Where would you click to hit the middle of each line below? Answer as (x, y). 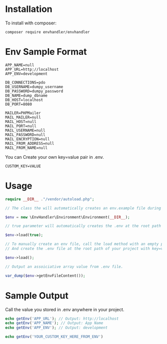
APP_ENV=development (27, 74)
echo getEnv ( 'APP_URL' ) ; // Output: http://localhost (62, 319)
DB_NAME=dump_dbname (27, 96)
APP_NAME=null (20, 65)
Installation (29, 9)
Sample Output (37, 295)
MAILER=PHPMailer (23, 113)
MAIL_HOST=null (21, 121)
